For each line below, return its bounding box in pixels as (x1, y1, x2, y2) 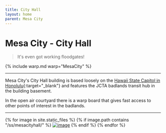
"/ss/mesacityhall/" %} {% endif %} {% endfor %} (5, 122, 126, 128)
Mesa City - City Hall (5, 37, 91, 49)
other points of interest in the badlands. (5, 103, 85, 109)
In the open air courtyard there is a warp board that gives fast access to (5, 98, 152, 103)
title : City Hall (5, 7, 41, 12)
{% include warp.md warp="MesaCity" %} (5, 64, 92, 69)
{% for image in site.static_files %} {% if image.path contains (5, 117, 129, 123)
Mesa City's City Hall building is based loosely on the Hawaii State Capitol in (5, 77, 161, 84)
